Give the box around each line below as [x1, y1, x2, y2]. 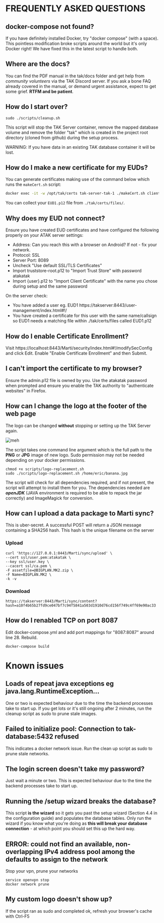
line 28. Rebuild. [5, 634, 38, 640]
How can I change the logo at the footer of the [5, 402, 147, 410]
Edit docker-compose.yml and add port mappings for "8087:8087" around [5, 629, 155, 635]
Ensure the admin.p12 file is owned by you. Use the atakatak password [5, 377, 147, 383]
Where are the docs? [5, 60, 70, 68]
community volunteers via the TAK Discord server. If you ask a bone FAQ [5, 78, 151, 84]
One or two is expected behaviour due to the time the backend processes [5, 700, 153, 706]
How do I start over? [5, 103, 68, 111]
